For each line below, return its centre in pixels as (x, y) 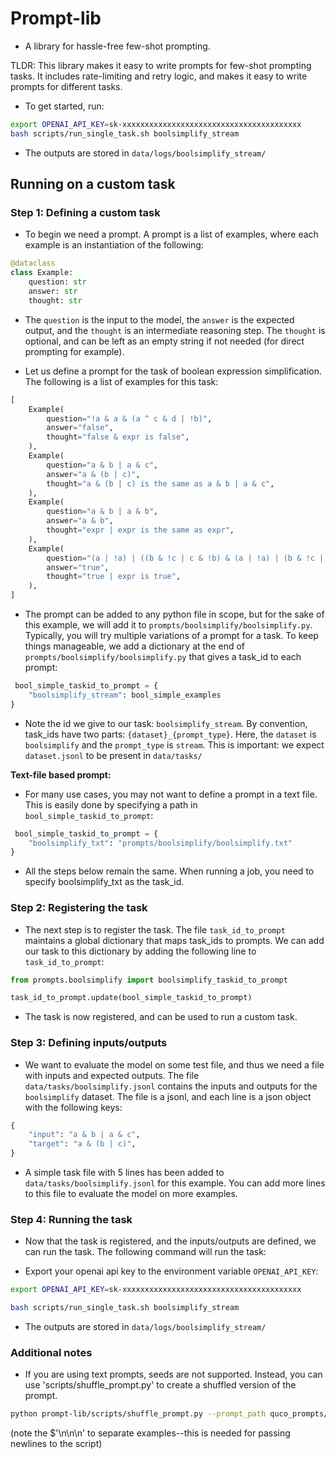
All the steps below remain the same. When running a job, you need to (169, 871)
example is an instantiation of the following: (114, 245)
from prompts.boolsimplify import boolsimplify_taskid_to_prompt (149, 980)
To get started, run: (64, 106)
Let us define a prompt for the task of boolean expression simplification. (173, 371)
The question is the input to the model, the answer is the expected (159, 319)
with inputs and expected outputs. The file (112, 1075)
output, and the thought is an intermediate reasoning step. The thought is (175, 330)
